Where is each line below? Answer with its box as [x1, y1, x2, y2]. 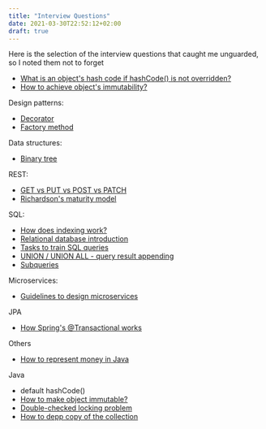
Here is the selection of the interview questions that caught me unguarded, [8, 50, 260, 59]
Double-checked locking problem [19, 403, 132, 413]
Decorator [19, 114, 54, 123]
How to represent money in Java [19, 354, 130, 364]
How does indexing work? [19, 225, 108, 236]
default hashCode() [19, 386, 86, 396]
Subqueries [19, 260, 59, 270]
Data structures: [8, 138, 62, 148]
